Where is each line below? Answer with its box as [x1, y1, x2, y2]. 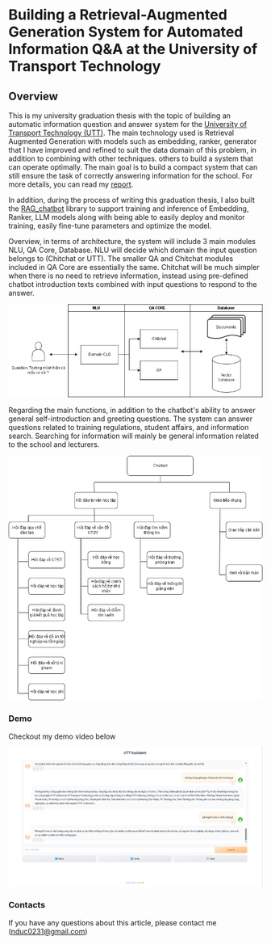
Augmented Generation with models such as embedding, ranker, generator [8, 137, 257, 146]
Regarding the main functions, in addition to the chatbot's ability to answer [8, 405, 256, 415]
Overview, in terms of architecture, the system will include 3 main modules [8, 237, 256, 246]
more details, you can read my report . [8, 179, 134, 189]
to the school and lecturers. [8, 439, 100, 449]
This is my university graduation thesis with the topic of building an [8, 111, 231, 120]
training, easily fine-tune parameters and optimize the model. [8, 221, 212, 230]
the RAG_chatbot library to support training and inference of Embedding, [8, 204, 249, 213]
